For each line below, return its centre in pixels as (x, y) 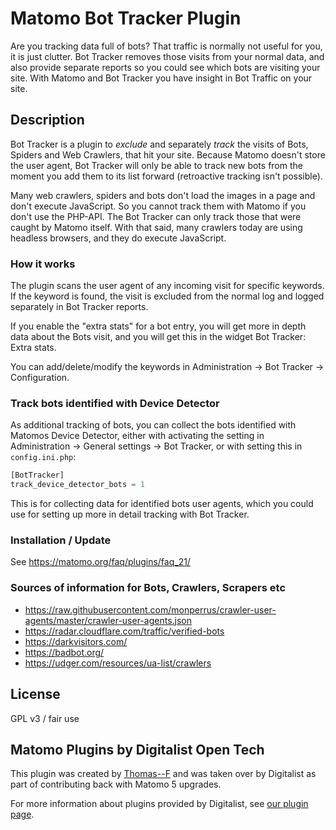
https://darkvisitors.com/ (76, 641)
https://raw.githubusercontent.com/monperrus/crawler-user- (150, 609)
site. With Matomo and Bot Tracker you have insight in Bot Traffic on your (161, 78)
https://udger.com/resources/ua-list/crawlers (118, 663)
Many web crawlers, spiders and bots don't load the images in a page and (163, 195)
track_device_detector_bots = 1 (77, 485)
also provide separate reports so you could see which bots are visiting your (165, 67)
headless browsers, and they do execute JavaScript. (118, 238)
